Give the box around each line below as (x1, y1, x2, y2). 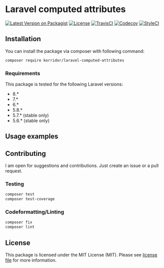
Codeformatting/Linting (5, 209, 64, 216)
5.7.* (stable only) (12, 112, 49, 118)
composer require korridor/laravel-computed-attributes (5, 58, 124, 63)
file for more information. (5, 257, 57, 263)
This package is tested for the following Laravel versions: (5, 81, 123, 87)
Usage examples (5, 132, 59, 141)
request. (5, 168, 23, 174)
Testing (5, 181, 24, 188)
